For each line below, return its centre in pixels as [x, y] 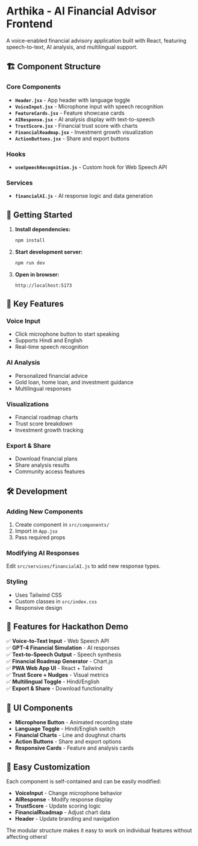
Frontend [29, 24]
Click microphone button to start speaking [67, 334]
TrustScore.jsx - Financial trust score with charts [76, 125]
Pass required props [40, 537]
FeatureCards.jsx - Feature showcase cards [70, 113]
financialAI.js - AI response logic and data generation [84, 196]
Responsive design [39, 607]
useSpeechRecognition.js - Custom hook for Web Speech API [91, 167]
